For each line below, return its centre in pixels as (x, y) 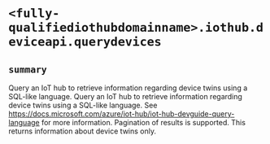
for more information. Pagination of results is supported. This (144, 122)
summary (28, 69)
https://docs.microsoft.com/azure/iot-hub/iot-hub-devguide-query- (122, 114)
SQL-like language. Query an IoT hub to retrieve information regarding (125, 96)
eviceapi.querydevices (85, 42)
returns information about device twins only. (83, 131)
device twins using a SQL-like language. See (83, 105)
